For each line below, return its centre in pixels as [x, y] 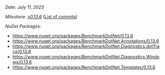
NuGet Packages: [23, 26]
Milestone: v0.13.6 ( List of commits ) [41, 17]
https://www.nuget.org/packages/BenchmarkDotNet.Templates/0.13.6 [84, 67]
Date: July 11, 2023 [25, 7]
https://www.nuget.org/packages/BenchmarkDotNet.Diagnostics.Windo [86, 57]
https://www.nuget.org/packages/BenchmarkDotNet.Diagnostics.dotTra [86, 46]
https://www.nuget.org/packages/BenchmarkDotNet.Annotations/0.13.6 [85, 41]
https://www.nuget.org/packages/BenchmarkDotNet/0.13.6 [73, 36]
